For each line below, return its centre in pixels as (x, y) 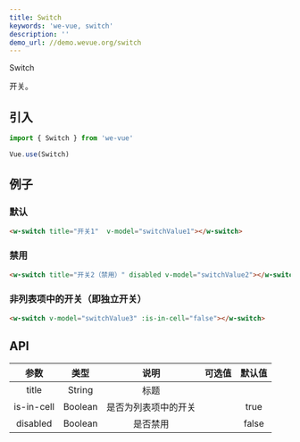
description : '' (39, 34)
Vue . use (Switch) (39, 154)
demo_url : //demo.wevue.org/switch (75, 42)
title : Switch (36, 17)
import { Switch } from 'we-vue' (71, 138)
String (80, 389)
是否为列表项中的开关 (151, 407)
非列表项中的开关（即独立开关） (78, 299)
